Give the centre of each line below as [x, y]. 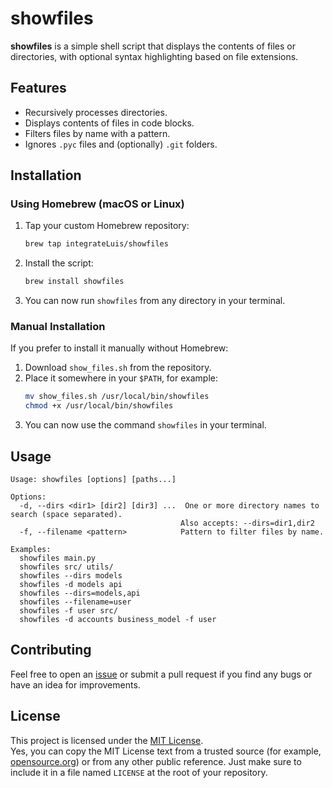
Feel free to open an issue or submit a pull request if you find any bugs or [161, 674]
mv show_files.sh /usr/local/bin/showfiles [117, 397]
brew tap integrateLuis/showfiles [96, 244]
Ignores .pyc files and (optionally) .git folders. [121, 144]
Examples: [31, 550]
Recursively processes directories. [96, 112]
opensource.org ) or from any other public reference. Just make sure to [156, 761]
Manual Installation [58, 327]
